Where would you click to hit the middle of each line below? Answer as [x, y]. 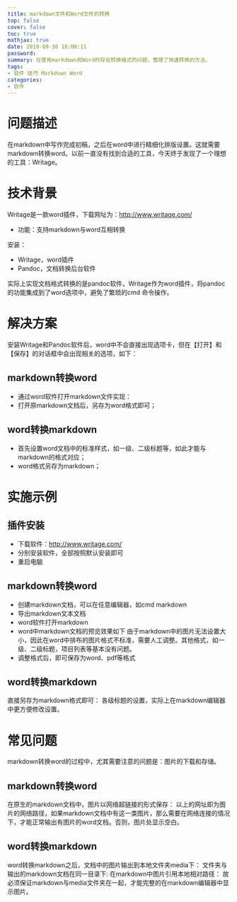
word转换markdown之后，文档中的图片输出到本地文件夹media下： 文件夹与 [117, 864]
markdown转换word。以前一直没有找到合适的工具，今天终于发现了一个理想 [117, 154]
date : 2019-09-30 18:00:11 [47, 47]
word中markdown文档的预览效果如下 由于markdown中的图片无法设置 [118, 631]
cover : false [27, 27]
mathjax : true [28, 40]
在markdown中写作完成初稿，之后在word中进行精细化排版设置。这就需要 [114, 145]
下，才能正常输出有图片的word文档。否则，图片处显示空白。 [96, 822]
